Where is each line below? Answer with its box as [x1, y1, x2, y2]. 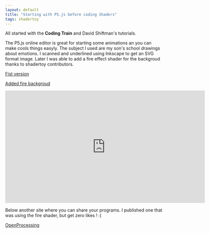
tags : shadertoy [5, 16, 39, 21]
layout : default [5, 7, 39, 12]
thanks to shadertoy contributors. [5, 61, 74, 67]
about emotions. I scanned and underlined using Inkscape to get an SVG [5, 50, 154, 56]
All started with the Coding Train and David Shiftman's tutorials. [5, 30, 136, 36]
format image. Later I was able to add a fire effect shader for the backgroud [5, 56, 161, 62]
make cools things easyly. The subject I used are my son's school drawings [5, 45, 161, 51]
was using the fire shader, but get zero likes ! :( [5, 212, 102, 218]
